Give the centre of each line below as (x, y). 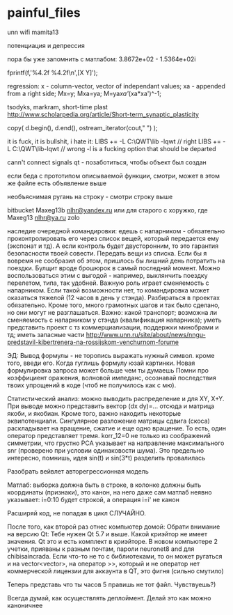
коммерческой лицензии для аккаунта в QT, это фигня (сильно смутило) (115, 571)
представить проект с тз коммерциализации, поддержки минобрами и (113, 327)
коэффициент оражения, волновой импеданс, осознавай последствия (112, 377)
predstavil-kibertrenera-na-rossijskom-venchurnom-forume (93, 342)
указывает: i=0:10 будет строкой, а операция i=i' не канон (93, 499)
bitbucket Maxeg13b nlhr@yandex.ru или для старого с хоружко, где (107, 210)
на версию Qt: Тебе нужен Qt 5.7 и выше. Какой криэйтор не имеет (107, 534)
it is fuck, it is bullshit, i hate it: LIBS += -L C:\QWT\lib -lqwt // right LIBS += (114, 141)
